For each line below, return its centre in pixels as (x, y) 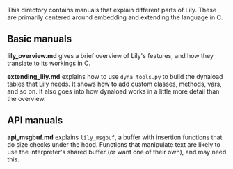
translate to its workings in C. (49, 63)
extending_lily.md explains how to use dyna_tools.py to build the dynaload (115, 76)
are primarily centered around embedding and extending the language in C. (115, 17)
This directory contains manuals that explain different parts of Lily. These (112, 10)
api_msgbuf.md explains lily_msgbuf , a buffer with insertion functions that (115, 137)
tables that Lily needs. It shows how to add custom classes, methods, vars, (115, 84)
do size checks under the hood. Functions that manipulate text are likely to (114, 144)
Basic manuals (40, 39)
